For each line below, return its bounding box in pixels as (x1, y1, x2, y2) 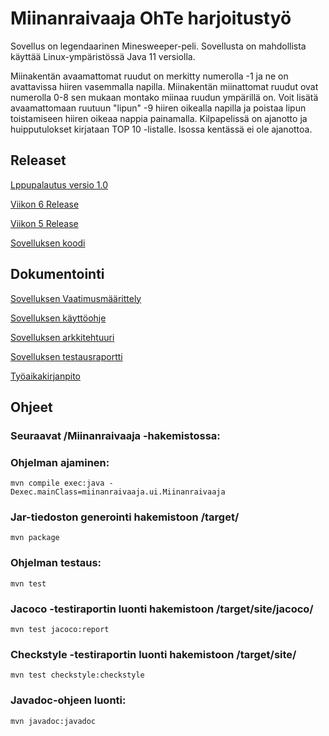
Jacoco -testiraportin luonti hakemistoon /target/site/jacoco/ (10, 602, 314, 616)
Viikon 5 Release (10, 217, 79, 229)
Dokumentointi (10, 266, 105, 283)
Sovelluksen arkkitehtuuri (10, 331, 115, 343)
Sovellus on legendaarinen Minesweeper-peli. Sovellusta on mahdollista (10, 40, 307, 52)
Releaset (10, 152, 67, 169)
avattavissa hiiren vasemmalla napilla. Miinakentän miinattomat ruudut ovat (10, 80, 319, 92)
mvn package (10, 533, 60, 543)
